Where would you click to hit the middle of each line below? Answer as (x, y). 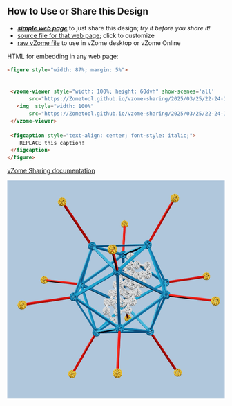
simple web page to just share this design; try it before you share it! (114, 28)
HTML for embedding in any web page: (63, 56)
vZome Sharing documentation (51, 171)
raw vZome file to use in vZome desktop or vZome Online (99, 43)
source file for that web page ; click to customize (86, 35)
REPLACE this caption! (52, 143)
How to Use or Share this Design (78, 11)
